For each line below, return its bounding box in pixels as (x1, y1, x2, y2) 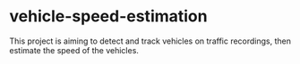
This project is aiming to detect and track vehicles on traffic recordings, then (9, 36, 291, 46)
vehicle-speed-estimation (9, 6, 208, 27)
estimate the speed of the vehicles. (9, 44, 139, 55)
